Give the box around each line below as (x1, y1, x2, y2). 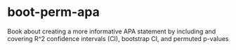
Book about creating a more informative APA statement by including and (7, 27, 216, 35)
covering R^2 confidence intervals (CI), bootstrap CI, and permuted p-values (7, 34, 229, 42)
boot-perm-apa (7, 4, 100, 20)
